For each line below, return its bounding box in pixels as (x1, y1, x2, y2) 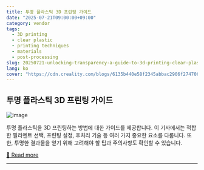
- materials (12, 49, 42, 55)
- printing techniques (12, 43, 69, 49)
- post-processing (12, 54, 59, 60)
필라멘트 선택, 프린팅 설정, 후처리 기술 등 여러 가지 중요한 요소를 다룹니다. (12, 132, 186, 139)
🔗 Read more (6, 151, 39, 158)
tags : (6, 25, 20, 32)
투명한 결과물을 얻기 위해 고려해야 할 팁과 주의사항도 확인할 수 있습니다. (14, 139, 183, 146)
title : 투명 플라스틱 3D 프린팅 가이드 (6, 8, 92, 15)
